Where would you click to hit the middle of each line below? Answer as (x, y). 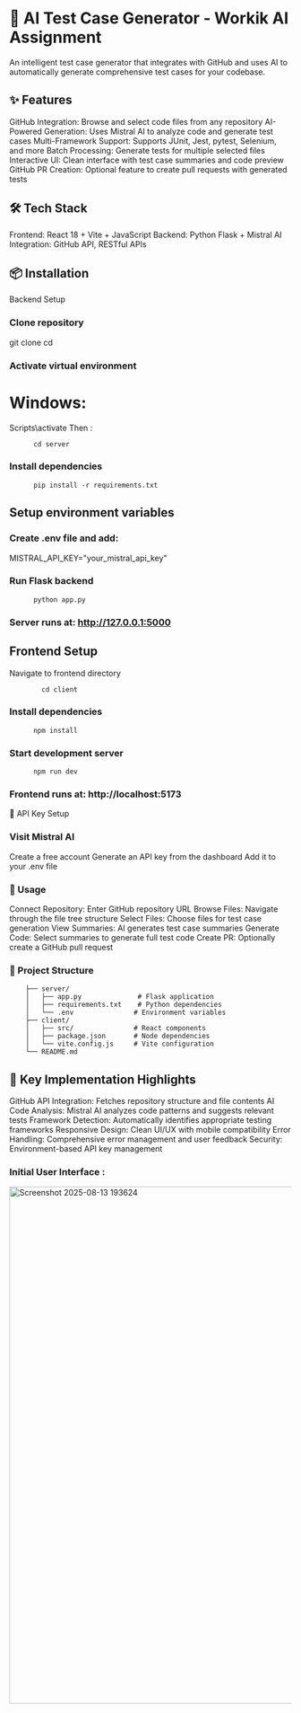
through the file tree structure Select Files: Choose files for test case (136, 919)
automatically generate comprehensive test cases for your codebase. (138, 72)
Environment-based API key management (86, 1149)
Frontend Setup (54, 652)
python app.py (60, 600)
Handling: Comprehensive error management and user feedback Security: (146, 1139)
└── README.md (52, 1052)
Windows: (48, 402)
